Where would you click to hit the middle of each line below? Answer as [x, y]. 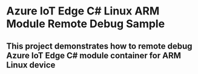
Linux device [31, 65]
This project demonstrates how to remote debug [99, 46]
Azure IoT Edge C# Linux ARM [83, 11]
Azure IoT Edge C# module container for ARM [94, 55]
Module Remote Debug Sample [86, 24]
